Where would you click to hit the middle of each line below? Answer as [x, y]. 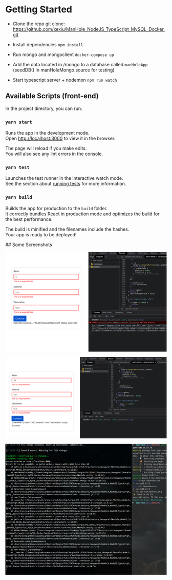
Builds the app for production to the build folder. [57, 208]
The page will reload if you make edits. [46, 148]
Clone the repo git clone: [39, 24]
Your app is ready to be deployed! [41, 234]
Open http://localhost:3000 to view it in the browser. [60, 138]
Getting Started [39, 10]
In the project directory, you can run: [44, 108]
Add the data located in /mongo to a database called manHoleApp [80, 64]
